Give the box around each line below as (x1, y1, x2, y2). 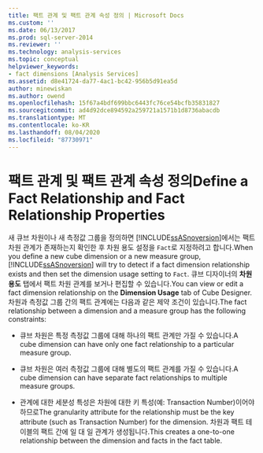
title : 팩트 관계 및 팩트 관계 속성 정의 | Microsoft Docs (8, 11, 184, 20)
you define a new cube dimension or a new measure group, (8, 252, 202, 261)
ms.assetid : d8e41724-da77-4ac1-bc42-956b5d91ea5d (8, 77, 178, 85)
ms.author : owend (8, 92, 65, 100)
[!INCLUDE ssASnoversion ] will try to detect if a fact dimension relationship (8, 260, 250, 270)
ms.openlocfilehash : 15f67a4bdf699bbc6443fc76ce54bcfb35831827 (8, 99, 220, 107)
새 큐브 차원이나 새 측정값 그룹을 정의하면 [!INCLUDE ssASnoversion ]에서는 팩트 (8, 233, 256, 242)
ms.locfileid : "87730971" (8, 135, 93, 144)
